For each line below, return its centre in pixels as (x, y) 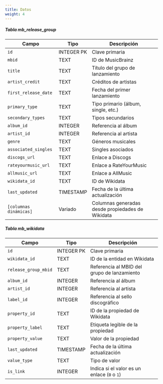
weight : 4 (15, 14)
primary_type (23, 107)
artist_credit (24, 82)
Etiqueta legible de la (114, 325)
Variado (67, 209)
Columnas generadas (116, 203)
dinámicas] (20, 212)
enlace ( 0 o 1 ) (106, 375)
